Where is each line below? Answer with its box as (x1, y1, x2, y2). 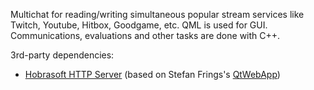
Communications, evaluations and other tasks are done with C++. (10, 30, 281, 41)
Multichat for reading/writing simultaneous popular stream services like (10, 9, 305, 20)
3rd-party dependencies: (10, 49, 115, 61)
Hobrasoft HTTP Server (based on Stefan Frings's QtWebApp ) (24, 69, 281, 80)
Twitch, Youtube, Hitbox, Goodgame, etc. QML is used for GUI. (10, 19, 268, 31)
